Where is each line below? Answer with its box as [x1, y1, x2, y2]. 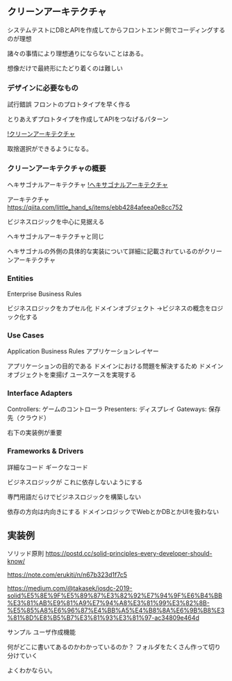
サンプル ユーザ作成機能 [7, 628, 76, 636]
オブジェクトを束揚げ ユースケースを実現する [7, 371, 137, 378]
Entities [7, 273, 33, 283]
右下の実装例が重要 [7, 428, 63, 437]
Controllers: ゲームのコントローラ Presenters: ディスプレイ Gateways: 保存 [7, 405, 221, 413]
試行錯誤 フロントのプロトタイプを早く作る [7, 100, 131, 109]
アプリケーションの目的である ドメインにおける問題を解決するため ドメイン [7, 362, 224, 370]
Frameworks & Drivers [7, 447, 84, 456]
